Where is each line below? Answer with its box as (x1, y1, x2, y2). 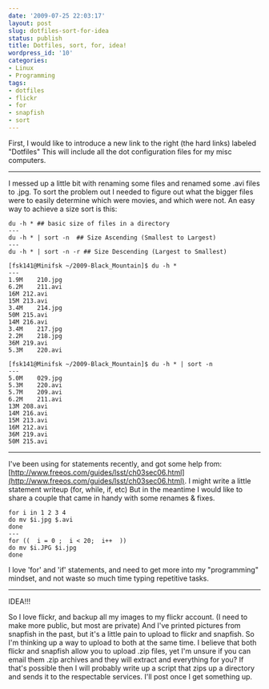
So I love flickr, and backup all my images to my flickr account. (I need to (8, 612, 248, 622)
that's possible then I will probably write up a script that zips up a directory (8, 663, 255, 673)
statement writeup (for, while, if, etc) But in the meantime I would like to (8, 484, 243, 494)
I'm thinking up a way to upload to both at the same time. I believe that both (8, 638, 257, 647)
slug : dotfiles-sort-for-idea (8, 26, 110, 35)
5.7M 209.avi (8, 388, 62, 396)
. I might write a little (183, 475, 251, 486)
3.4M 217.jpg (8, 324, 62, 333)
